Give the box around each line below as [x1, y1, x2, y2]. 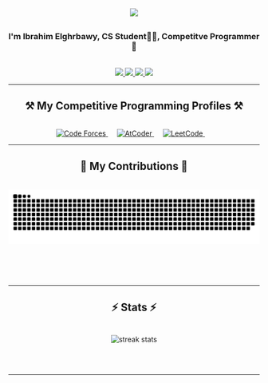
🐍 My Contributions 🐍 [80, 159, 188, 173]
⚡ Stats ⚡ [111, 301, 157, 314]
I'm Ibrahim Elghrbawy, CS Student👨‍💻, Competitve [8, 31, 209, 42]
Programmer [210, 31, 260, 42]
